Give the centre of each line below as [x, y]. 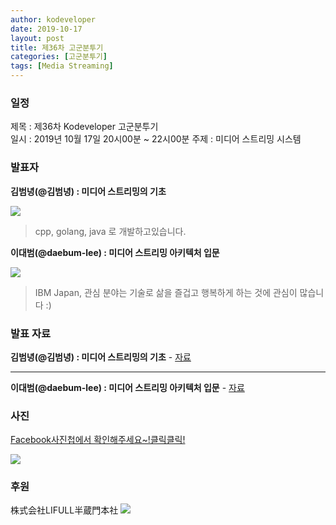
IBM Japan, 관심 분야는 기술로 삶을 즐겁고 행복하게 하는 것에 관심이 [166, 292]
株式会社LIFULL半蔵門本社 [64, 510]
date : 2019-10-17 [46, 29]
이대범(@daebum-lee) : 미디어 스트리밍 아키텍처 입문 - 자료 [127, 387]
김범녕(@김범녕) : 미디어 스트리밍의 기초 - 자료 [101, 357]
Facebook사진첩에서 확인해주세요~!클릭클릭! [98, 440]
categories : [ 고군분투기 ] [59, 57]
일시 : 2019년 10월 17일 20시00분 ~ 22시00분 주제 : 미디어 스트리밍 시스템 [156, 139]
